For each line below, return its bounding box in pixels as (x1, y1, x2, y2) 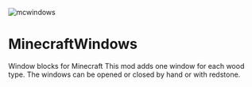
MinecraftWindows (8, 36, 138, 53)
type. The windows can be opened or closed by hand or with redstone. (8, 70, 241, 79)
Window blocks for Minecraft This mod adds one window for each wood (8, 61, 245, 70)
